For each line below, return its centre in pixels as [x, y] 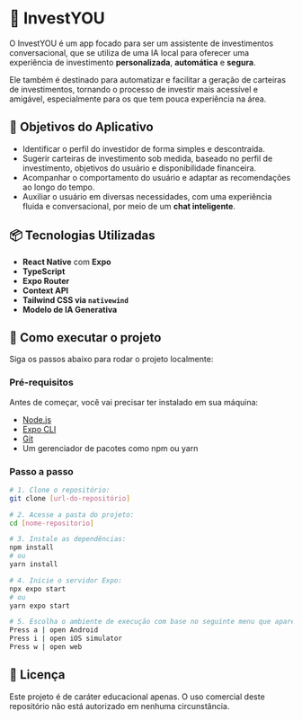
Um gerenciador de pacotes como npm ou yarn [110, 448]
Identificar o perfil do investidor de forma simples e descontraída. [143, 148]
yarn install [34, 564]
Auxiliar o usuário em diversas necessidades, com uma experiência [147, 196]
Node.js [37, 419]
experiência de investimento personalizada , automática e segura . [133, 62]
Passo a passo [41, 471]
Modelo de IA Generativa [70, 309]
